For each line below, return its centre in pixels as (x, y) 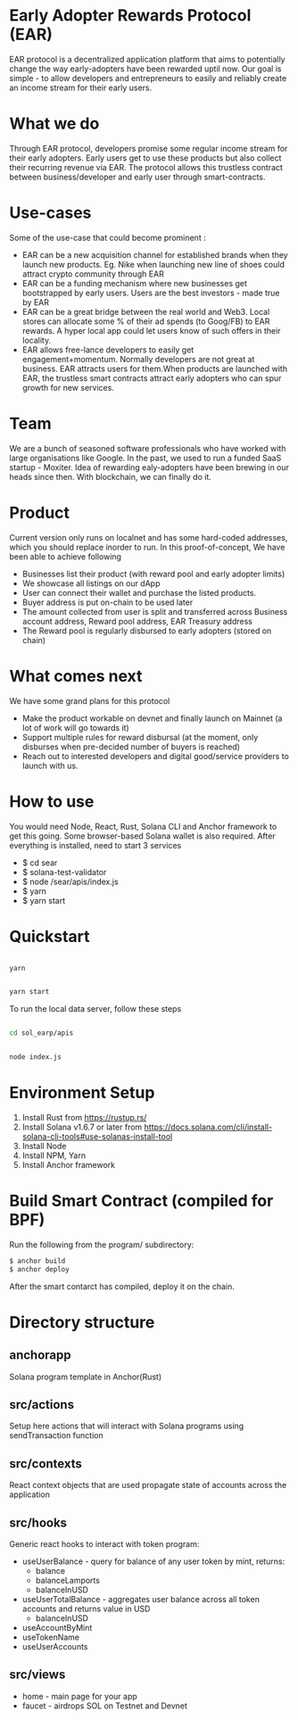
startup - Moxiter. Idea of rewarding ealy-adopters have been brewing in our (149, 467)
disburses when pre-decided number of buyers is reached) (131, 747)
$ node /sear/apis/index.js (70, 881)
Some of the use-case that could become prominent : (108, 237)
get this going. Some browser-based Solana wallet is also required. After (142, 836)
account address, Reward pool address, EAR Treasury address (137, 621)
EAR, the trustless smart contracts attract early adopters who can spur (152, 378)
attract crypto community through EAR (93, 274)
